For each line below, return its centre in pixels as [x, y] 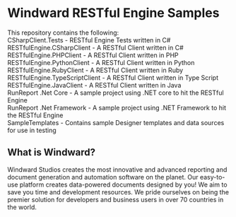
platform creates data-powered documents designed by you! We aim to [123, 184]
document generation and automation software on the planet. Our [103, 177]
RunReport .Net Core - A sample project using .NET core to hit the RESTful [116, 93]
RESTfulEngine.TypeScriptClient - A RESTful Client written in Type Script [113, 77]
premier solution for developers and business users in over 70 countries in [116, 199]
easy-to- [212, 177]
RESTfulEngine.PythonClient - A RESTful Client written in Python [101, 62]
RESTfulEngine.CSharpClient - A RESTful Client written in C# [95, 47]
